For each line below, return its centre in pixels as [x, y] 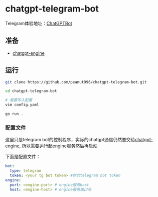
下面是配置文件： [23, 157]
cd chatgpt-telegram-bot [31, 91]
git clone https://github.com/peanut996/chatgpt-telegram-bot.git [76, 82]
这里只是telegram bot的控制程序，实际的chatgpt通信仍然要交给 [70, 140]
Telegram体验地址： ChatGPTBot [39, 23]
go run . [14, 114]
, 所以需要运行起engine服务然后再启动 [58, 146]
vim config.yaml [22, 105]
